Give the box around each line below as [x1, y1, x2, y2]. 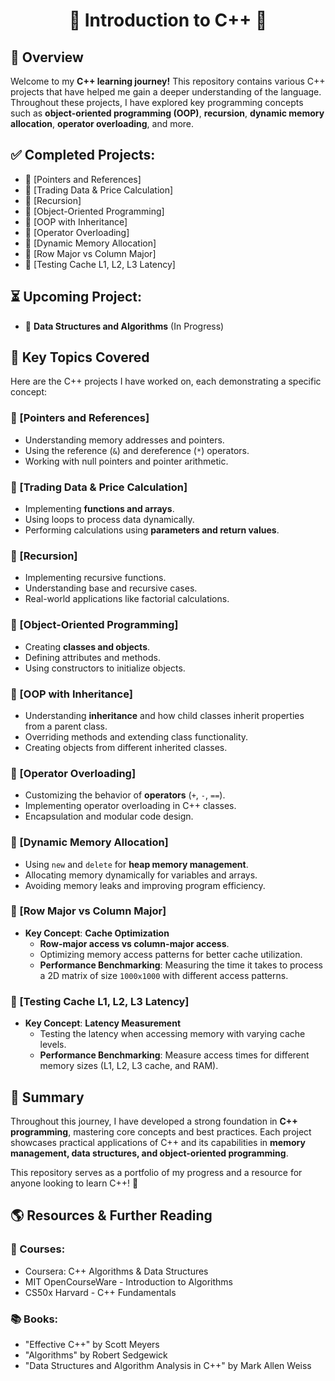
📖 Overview [10, 49, 84, 66]
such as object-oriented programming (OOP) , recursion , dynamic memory [10, 107, 325, 119]
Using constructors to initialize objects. [24, 662, 186, 674]
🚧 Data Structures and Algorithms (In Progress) [24, 320, 225, 332]
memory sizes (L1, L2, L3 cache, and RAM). [39, 1060, 219, 1072]
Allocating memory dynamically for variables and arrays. [24, 869, 258, 881]
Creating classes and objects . [24, 640, 151, 653]
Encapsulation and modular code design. [24, 810, 194, 823]
